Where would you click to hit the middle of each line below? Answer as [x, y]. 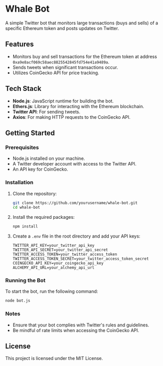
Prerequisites [22, 147]
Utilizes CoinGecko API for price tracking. [56, 73]
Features [19, 44]
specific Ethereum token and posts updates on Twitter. [62, 28]
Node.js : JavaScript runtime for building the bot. [63, 101]
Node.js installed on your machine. [49, 158]
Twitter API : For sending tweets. [46, 112]
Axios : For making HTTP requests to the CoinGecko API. [71, 117]
